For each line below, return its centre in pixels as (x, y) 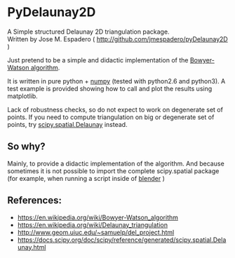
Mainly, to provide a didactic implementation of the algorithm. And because (116, 163)
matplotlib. (23, 96)
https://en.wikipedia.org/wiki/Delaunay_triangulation (93, 224)
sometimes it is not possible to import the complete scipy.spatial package (113, 171)
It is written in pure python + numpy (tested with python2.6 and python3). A (116, 81)
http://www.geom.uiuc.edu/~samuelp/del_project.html (96, 232)
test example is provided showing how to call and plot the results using (110, 88)
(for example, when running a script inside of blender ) (86, 178)
